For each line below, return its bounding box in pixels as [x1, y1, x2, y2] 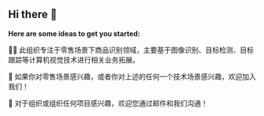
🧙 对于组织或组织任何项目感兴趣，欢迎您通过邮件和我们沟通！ [8, 98, 209, 107]
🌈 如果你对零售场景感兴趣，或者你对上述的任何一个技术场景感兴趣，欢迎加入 [8, 72, 257, 81]
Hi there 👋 [8, 8, 58, 21]
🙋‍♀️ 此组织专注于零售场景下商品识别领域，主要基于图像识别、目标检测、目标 [8, 45, 255, 54]
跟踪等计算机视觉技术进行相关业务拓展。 [8, 54, 139, 64]
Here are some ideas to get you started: [8, 28, 140, 38]
